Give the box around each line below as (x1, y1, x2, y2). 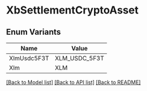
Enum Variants (6, 27, 61, 37)
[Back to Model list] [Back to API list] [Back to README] (6, 79, 141, 86)
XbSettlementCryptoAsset (6, 4, 139, 17)
